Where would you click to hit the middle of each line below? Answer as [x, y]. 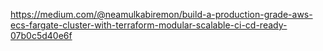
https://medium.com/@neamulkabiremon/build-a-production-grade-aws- [161, 14]
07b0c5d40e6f [41, 35]
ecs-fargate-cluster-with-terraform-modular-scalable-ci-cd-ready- [149, 25]
